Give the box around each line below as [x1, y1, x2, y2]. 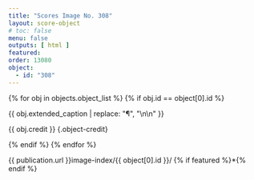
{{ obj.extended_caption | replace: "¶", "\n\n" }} [8, 109, 164, 118]
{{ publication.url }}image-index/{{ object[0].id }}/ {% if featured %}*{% [8, 155, 247, 165]
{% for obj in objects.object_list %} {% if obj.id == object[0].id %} [8, 93, 225, 102]
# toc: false [8, 26, 52, 34]
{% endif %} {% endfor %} [8, 139, 97, 149]
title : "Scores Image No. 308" [8, 11, 113, 20]
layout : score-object [8, 19, 81, 27]
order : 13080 [8, 57, 52, 65]
